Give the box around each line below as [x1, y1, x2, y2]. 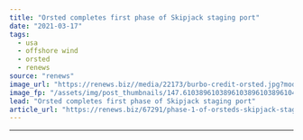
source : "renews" [9, 72, 75, 81]
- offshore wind [17, 47, 78, 56]
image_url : [9, 80, 50, 89]
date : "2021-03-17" [9, 22, 83, 31]
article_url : [9, 105, 59, 114]
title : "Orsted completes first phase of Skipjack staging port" [9, 13, 260, 22]
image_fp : [9, 88, 47, 97]
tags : [9, 30, 30, 39]
